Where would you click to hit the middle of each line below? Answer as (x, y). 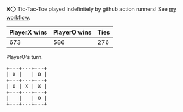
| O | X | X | (27, 86)
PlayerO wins (72, 32)
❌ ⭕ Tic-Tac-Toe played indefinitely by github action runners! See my (91, 9)
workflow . (18, 18)
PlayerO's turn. (24, 57)
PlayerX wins (28, 32)
